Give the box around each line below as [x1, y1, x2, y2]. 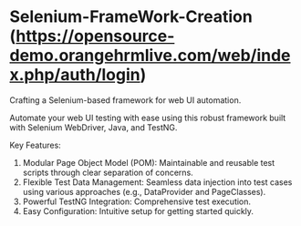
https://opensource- [16, 26, 175, 46]
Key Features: [9, 139, 61, 150]
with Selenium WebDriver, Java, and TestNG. [9, 121, 178, 133]
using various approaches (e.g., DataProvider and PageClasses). [22, 186, 266, 197]
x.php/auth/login [9, 65, 140, 86]
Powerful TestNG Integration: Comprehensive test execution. [22, 196, 252, 207]
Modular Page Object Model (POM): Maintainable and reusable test [22, 157, 275, 168]
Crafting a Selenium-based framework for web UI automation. [9, 94, 242, 106]
